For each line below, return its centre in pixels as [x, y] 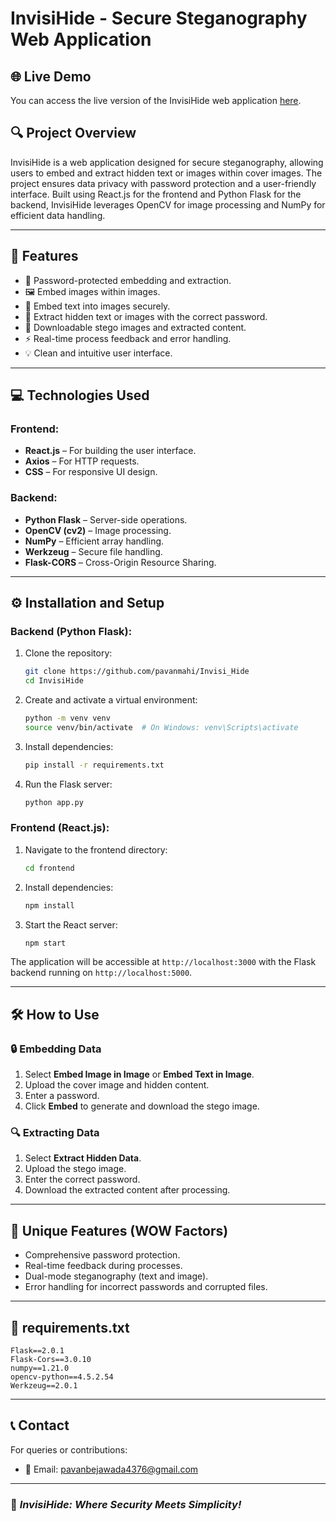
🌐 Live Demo [51, 76]
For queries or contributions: [69, 1449]
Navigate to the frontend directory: [96, 849]
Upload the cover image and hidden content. [117, 1085]
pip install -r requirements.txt [94, 765]
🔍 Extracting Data [55, 1133]
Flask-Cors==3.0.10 [51, 1360]
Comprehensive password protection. [102, 1255]
